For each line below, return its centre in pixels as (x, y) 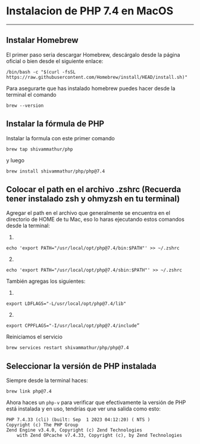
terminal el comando (31, 94)
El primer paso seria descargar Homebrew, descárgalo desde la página (93, 54)
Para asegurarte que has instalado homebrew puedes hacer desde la (91, 88)
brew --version (25, 106)
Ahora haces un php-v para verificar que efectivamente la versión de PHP (96, 403)
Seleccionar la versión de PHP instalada (81, 366)
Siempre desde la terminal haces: (47, 381)
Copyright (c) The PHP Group (42, 425)
